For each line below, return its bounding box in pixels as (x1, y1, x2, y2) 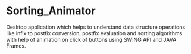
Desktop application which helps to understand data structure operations (6, 23, 186, 31)
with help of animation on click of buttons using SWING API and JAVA (6, 36, 177, 43)
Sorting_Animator (6, 4, 96, 18)
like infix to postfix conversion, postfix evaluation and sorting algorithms (6, 29, 183, 36)
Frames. (6, 42, 26, 49)
